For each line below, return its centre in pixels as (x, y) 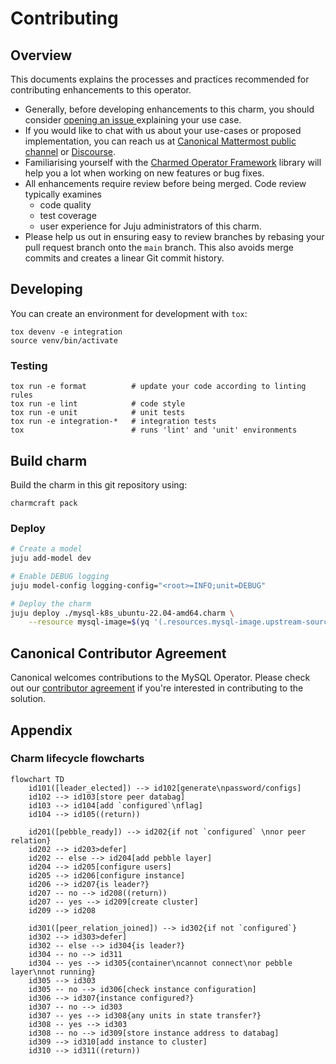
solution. (28, 699)
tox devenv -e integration (66, 332)
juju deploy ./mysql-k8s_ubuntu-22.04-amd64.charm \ (122, 613)
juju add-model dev (51, 558)
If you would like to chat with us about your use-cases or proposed (163, 130)
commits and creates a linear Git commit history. (124, 258)
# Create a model (46, 549)
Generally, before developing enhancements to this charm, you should (169, 109)
